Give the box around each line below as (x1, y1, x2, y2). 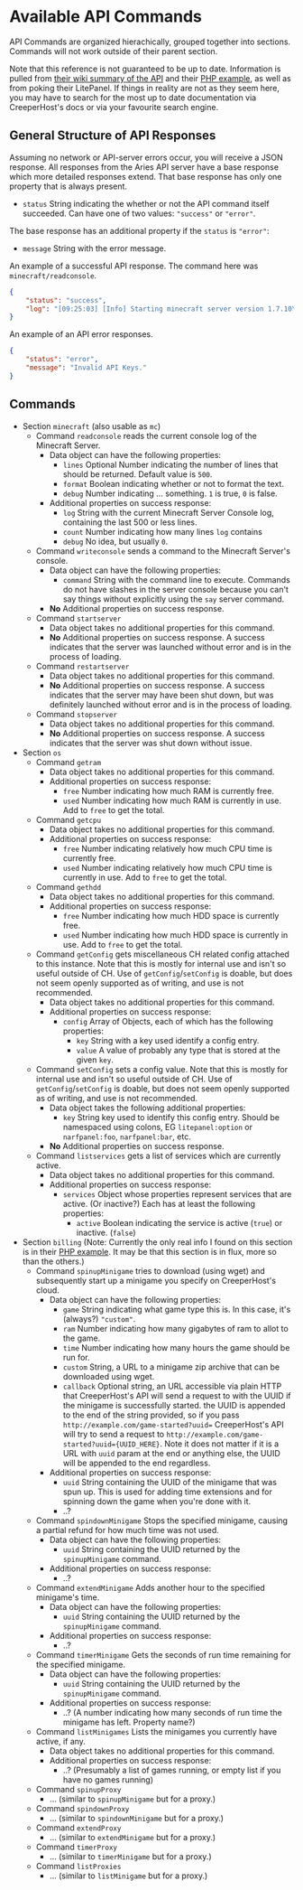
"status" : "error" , (25, 355, 99, 364)
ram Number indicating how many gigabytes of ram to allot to (62, 1323, 289, 1333)
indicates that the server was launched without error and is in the (49, 641, 291, 652)
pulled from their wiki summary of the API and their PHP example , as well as (9, 72, 291, 83)
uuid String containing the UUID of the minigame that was (62, 1476, 278, 1487)
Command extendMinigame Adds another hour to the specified (35, 1582, 266, 1593)
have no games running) (62, 1773, 154, 1785)
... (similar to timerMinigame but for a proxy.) (49, 1850, 212, 1862)
